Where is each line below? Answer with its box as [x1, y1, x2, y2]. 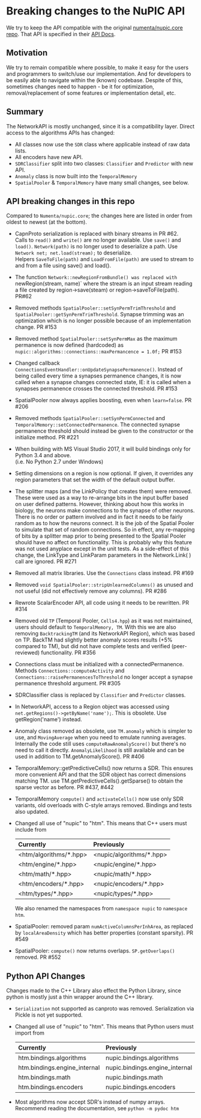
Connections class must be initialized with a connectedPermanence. [14, 661, 184, 668]
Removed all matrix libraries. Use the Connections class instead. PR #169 [14, 570, 194, 577]
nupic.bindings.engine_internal [106, 1063, 193, 1072]
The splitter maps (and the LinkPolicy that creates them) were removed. [14, 488, 193, 495]
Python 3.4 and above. [14, 452, 71, 459]
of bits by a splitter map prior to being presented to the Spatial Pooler [14, 532, 187, 539]
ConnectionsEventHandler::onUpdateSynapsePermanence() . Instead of [14, 366, 183, 373]
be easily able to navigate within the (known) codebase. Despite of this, [6, 76, 183, 83]
